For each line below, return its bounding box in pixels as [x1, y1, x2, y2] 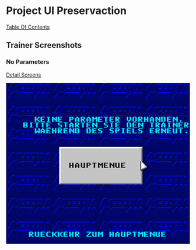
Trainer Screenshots [6, 40, 82, 50]
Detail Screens [6, 71, 41, 78]
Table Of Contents [6, 23, 50, 30]
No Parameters [6, 58, 50, 66]
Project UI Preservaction [6, 4, 127, 18]
